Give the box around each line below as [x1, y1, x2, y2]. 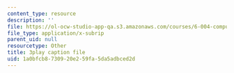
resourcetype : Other [7, 42, 68, 49]
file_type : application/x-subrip [7, 29, 104, 37]
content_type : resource [7, 10, 77, 17]
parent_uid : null [7, 36, 58, 43]
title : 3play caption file [7, 49, 86, 56]
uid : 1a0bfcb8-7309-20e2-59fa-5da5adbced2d [7, 56, 136, 63]
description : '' [7, 17, 54, 24]
